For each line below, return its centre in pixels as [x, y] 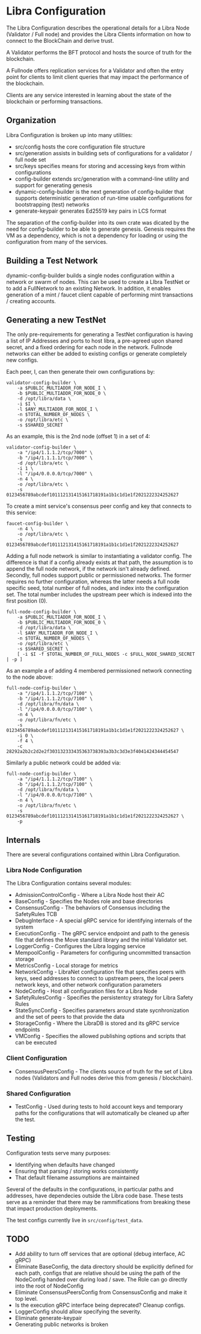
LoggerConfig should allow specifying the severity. [78, 1311]
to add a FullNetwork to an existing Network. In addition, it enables [89, 288]
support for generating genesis [53, 185]
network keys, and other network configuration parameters [88, 985]
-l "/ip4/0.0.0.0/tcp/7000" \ [55, 474]
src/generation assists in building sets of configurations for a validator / [104, 153]
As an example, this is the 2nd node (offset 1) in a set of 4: [78, 437]
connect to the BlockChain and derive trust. [60, 40]
